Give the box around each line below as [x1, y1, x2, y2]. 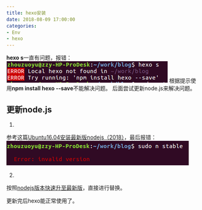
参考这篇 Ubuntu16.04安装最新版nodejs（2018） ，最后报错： [6, 133, 157, 141]
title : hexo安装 [6, 10, 46, 16]
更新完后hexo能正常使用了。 [6, 197, 78, 204]
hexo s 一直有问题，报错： [6, 54, 72, 61]
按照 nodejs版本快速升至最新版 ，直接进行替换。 [6, 184, 126, 191]
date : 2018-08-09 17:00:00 [6, 16, 76, 23]
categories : [6, 23, 37, 29]
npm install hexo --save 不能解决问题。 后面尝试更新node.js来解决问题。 [12, 84, 196, 92]
